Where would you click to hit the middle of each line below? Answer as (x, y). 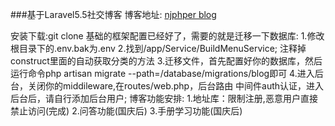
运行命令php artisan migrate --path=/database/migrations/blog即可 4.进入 (162, 73)
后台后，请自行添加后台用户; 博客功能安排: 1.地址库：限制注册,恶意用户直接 (164, 98)
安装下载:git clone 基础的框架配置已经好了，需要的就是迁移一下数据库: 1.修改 (167, 36)
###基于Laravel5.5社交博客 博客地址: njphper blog (113, 14)
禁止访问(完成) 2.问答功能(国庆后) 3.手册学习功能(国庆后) (126, 111)
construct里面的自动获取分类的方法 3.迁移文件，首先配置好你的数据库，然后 (166, 61)
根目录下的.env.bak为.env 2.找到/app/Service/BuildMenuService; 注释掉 (158, 48)
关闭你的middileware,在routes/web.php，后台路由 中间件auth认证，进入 (176, 86)
